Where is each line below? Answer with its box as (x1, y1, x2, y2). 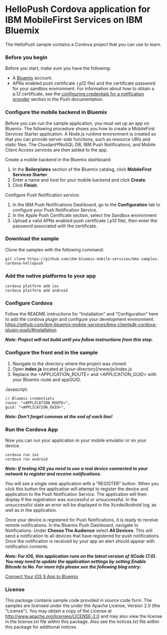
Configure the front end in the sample (5, 349, 98, 356)
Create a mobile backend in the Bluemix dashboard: (5, 156, 112, 162)
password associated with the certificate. (12, 223, 98, 229)
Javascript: (5, 386, 28, 392)
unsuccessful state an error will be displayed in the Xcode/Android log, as (5, 502, 157, 508)
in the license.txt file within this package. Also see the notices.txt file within (5, 618, 160, 624)
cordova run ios (5, 452, 39, 458)
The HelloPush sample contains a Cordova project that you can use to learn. (5, 41, 162, 47)
